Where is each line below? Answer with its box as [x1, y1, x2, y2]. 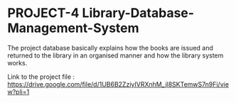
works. [7, 58, 28, 67]
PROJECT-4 [7, 5, 80, 21]
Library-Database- [82, 5, 194, 21]
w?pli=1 [7, 87, 30, 96]
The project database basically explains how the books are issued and [7, 43, 213, 52]
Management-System [7, 20, 140, 36]
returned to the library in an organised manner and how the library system [7, 51, 224, 60]
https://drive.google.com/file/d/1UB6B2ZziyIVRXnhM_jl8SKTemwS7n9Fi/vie [7, 80, 230, 88]
